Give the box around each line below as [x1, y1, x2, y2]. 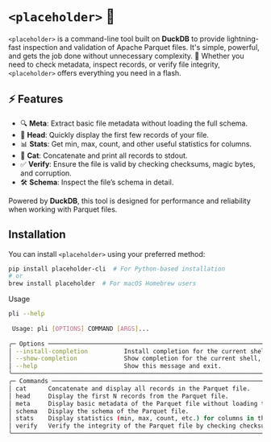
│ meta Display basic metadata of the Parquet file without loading [8, 399, 258, 407]
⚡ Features [8, 93, 64, 106]
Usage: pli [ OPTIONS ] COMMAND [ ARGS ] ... [11, 324, 150, 333]
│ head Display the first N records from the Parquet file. [8, 392, 229, 400]
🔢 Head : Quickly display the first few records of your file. [19, 130, 210, 139]
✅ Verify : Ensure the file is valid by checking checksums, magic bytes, [19, 159, 256, 168]
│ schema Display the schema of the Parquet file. [8, 407, 190, 415]
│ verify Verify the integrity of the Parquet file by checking [8, 422, 236, 430]
